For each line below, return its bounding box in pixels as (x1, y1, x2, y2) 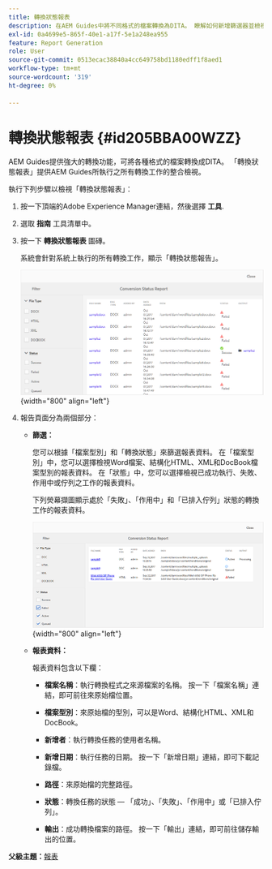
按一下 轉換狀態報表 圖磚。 (19, 236, 110, 246)
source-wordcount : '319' (8, 73, 92, 81)
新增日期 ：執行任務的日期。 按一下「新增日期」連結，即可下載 (44, 751, 253, 762)
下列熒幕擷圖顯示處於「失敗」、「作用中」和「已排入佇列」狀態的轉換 (32, 495, 260, 505)
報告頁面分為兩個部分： (19, 412, 99, 422)
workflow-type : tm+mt (8, 65, 82, 73)
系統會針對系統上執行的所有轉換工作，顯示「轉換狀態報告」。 (19, 253, 223, 263)
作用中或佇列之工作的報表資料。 (32, 477, 139, 487)
